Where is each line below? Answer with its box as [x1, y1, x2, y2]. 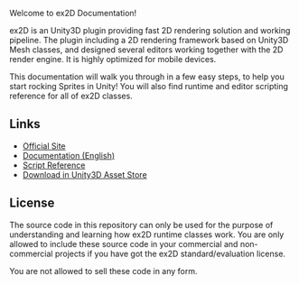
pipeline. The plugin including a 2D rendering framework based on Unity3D [9, 35, 289, 45]
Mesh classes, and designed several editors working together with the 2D [9, 44, 284, 55]
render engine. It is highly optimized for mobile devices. [9, 54, 217, 64]
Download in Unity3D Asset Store [22, 169, 147, 179]
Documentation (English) [22, 150, 116, 161]
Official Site [22, 140, 66, 152]
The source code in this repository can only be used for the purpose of [9, 219, 274, 230]
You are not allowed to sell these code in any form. [9, 265, 198, 276]
